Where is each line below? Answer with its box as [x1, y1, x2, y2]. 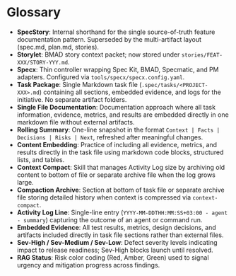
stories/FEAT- [181, 51, 223, 59]
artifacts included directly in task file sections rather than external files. [16, 231, 224, 239]
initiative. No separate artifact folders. [16, 95, 127, 103]
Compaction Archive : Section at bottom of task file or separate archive [16, 185, 225, 194]
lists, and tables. [16, 155, 65, 163]
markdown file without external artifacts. [16, 117, 135, 126]
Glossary [6, 4, 61, 21]
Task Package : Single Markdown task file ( [16, 80, 142, 88]
